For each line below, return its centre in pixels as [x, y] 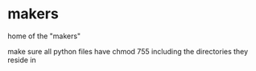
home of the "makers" [44, 36]
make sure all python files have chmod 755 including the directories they [128, 51]
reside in [22, 60]
